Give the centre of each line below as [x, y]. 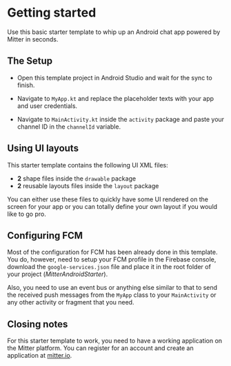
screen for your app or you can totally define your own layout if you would [112, 206]
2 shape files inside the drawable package [77, 179]
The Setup [30, 61]
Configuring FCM [45, 236]
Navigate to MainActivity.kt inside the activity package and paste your [121, 119]
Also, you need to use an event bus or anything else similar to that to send [112, 288]
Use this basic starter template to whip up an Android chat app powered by [114, 32]
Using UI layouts [43, 148]
